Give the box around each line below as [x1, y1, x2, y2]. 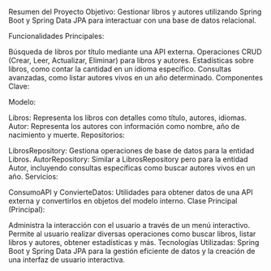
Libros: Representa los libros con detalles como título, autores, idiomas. [8, 113, 247, 123]
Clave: [8, 81, 30, 91]
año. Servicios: [8, 172, 58, 181]
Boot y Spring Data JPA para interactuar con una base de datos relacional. [8, 15, 257, 25]
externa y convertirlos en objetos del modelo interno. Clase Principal [8, 196, 238, 205]
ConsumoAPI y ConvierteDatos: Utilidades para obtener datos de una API [8, 187, 253, 197]
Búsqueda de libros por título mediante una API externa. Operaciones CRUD [8, 47, 262, 56]
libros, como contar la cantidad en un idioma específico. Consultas [8, 64, 232, 74]
